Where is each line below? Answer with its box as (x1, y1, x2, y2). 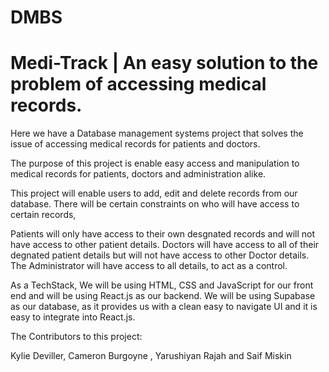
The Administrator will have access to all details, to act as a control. (10, 260, 288, 272)
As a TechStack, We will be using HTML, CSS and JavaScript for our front (10, 279, 314, 291)
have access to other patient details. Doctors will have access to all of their (10, 239, 320, 251)
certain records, (10, 209, 77, 221)
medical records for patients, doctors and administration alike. (10, 168, 267, 180)
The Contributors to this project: (10, 331, 143, 343)
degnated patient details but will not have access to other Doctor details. (10, 249, 310, 261)
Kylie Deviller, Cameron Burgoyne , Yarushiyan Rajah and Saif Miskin (10, 350, 292, 362)
